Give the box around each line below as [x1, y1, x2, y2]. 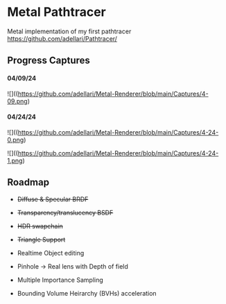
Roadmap [7, 176, 50, 188]
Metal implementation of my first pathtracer [7, 27, 132, 35]
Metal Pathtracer [7, 4, 106, 20]
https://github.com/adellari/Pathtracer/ [7, 34, 118, 42]
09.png [7, 96, 28, 105]
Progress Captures [7, 55, 90, 67]
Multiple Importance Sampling [17, 276, 104, 284]
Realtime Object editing [17, 248, 85, 257]
